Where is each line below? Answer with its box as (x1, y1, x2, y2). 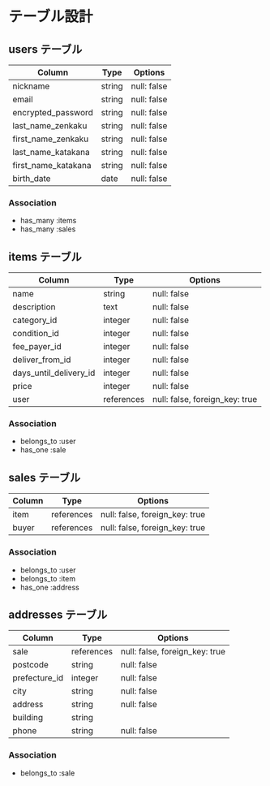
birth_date (12, 173, 51, 184)
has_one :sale (19, 445, 66, 455)
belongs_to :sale (19, 768, 75, 778)
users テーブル (8, 42, 83, 56)
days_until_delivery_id (12, 367, 96, 378)
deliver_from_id (12, 354, 71, 365)
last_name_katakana (12, 147, 91, 158)
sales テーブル (8, 470, 81, 484)
